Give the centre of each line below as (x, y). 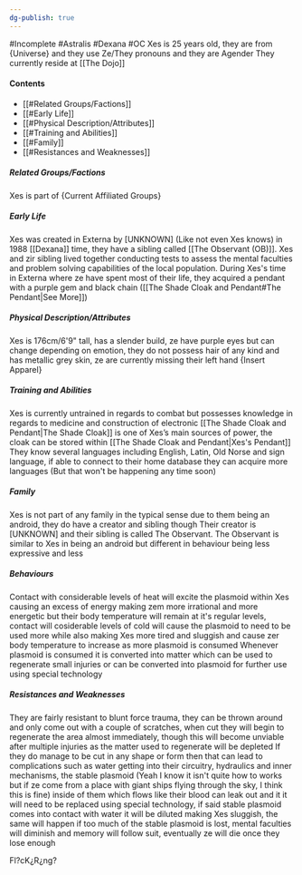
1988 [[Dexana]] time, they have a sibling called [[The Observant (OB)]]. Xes (151, 248)
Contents (27, 83)
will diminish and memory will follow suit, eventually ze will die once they (145, 833)
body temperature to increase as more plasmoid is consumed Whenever (144, 645)
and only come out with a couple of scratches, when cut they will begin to (147, 727)
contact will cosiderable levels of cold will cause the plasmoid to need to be (150, 626)
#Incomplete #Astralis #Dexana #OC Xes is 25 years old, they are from (141, 44)
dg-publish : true (42, 18)
